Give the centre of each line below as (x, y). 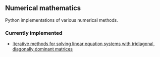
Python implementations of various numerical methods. (62, 20)
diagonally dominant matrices (42, 49)
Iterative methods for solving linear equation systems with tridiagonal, (83, 44)
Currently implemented (34, 33)
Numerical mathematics (43, 8)
